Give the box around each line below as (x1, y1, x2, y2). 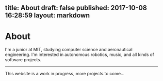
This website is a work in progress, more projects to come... (5, 71, 125, 77)
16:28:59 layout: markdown (5, 12, 90, 20)
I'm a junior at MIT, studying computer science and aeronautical (5, 47, 132, 53)
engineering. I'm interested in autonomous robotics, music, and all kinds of (5, 52, 154, 57)
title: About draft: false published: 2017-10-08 (5, 4, 147, 12)
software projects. (5, 57, 42, 63)
